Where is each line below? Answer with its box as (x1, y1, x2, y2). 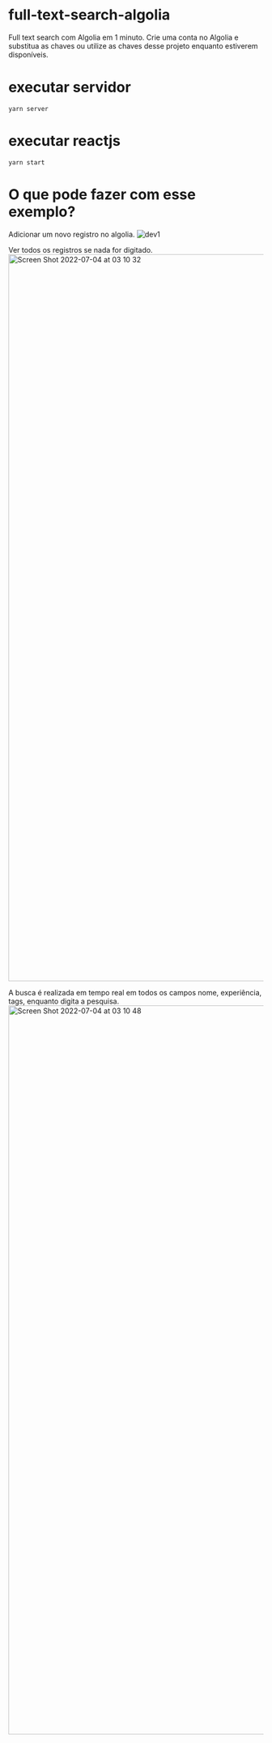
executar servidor (8, 79, 131, 96)
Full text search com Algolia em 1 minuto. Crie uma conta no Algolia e (8, 32, 239, 42)
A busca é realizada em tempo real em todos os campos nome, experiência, (8, 987, 262, 997)
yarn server (8, 104, 49, 113)
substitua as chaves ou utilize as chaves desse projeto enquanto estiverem (8, 40, 258, 50)
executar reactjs (8, 132, 121, 151)
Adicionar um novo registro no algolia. (8, 229, 135, 239)
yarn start (8, 158, 45, 167)
